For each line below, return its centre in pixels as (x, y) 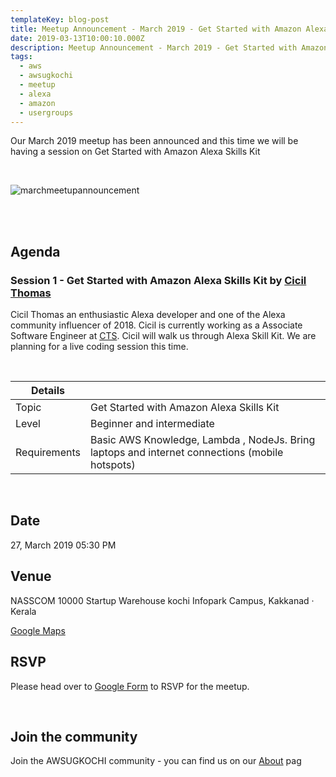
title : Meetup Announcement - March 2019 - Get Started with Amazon (156, 29)
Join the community (74, 736)
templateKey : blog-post (60, 19)
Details (47, 391)
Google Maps (38, 630)
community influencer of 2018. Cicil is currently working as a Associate (156, 325)
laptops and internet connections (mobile (186, 453)
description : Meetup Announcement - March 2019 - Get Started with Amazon (169, 47)
